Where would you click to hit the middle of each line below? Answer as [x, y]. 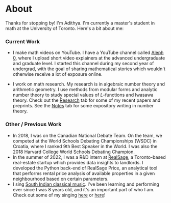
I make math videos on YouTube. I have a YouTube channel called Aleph [88, 53]
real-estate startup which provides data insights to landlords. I [78, 162]
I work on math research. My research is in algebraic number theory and [89, 84]
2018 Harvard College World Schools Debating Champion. [74, 152]
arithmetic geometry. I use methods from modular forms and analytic [85, 90]
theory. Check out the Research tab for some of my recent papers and [87, 100]
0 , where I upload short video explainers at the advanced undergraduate [89, 58]
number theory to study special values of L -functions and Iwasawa [83, 95]
